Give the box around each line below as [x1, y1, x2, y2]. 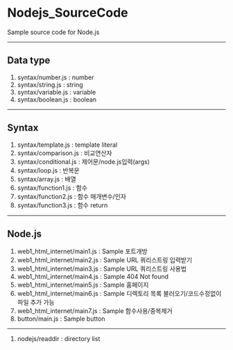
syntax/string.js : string [17, 80, 83, 88]
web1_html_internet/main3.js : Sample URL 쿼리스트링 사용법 [17, 264, 187, 273]
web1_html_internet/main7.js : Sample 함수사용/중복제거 [17, 307, 173, 315]
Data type [7, 54, 51, 67]
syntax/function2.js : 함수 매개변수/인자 [17, 192, 127, 200]
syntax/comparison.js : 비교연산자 [17, 148, 112, 157]
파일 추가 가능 [17, 298, 55, 307]
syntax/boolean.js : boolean [17, 95, 97, 104]
